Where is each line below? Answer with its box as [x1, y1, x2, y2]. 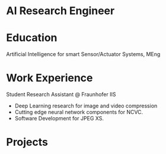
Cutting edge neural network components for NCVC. [14, 109, 143, 116]
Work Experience [6, 71, 93, 85]
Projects [6, 136, 49, 149]
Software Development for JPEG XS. [14, 115, 104, 122]
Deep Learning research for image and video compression [14, 102, 158, 110]
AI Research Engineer [6, 4, 115, 18]
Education [6, 31, 58, 45]
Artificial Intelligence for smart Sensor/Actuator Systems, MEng [6, 51, 161, 58]
